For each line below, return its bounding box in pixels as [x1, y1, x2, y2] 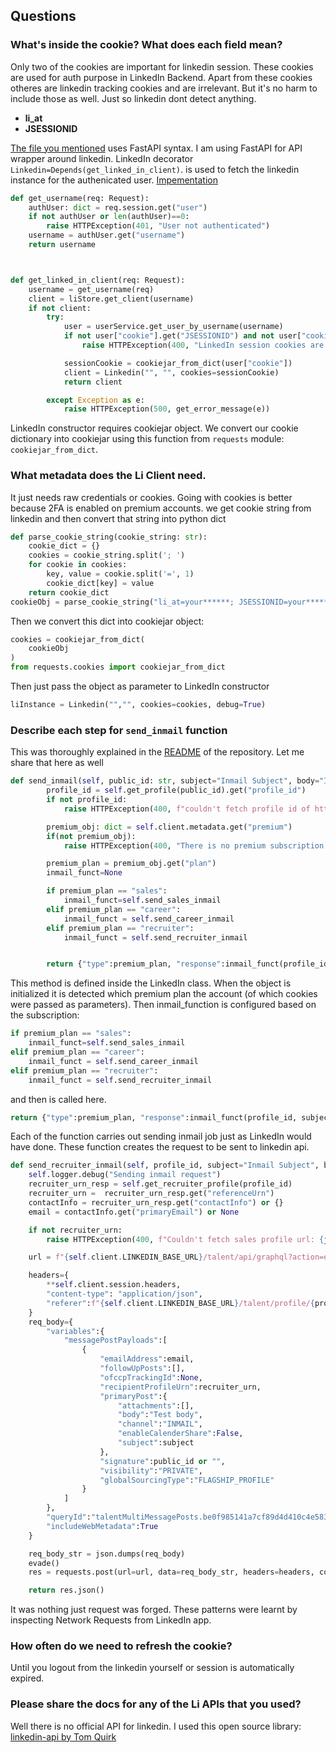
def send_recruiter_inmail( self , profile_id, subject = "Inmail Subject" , [10, 1160, 320, 1171]
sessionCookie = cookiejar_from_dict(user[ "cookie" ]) [63, 358, 293, 368]
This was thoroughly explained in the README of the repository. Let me [10, 746, 305, 758]
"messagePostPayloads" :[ [63, 1335, 168, 1346]
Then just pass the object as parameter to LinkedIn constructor [10, 680, 270, 693]
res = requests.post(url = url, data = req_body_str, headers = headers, [28, 1567, 315, 1578]
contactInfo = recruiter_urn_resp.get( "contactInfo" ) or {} [28, 1197, 284, 1208]
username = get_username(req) [28, 284, 155, 294]
